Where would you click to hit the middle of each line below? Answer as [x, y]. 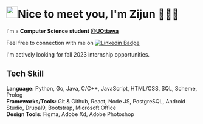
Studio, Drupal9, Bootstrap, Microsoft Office [61, 108]
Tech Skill [25, 74]
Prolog [15, 95]
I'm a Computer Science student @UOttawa [63, 31]
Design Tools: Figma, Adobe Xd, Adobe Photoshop [71, 114]
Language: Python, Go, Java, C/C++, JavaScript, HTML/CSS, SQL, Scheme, [102, 88]
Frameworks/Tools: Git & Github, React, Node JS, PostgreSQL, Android [96, 101]
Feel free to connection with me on [50, 43]
